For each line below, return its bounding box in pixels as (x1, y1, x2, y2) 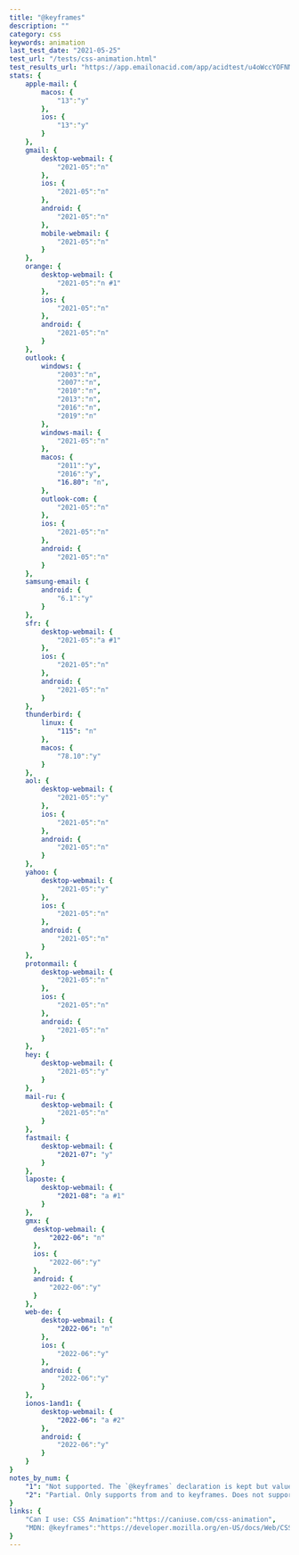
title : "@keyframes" (9, 12, 86, 22)
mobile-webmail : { (41, 229, 109, 237)
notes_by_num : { (9, 1474, 69, 1483)
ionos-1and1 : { (25, 1399, 82, 1408)
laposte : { (25, 1175, 66, 1184)
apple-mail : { (25, 79, 77, 88)
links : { (9, 1507, 42, 1516)
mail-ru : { (25, 1092, 66, 1101)
